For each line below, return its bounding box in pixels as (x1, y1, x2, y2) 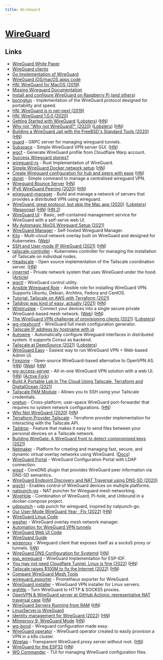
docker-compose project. (12, 498, 63, 504)
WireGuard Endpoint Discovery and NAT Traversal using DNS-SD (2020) (12, 477, 158, 483)
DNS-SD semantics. (12, 472, 53, 478)
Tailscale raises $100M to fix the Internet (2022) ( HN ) (12, 565, 120, 571)
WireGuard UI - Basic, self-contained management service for (12, 212, 137, 218)
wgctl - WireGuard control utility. (12, 279, 78, 285)
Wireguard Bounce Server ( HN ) (12, 180, 76, 186)
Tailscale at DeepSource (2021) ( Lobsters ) (12, 342, 98, 348)
